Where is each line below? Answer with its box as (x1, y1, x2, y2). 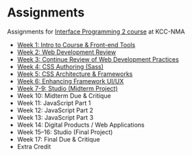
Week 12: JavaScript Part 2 (16, 106, 94, 114)
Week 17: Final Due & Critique (16, 135, 101, 143)
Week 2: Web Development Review (16, 48, 117, 56)
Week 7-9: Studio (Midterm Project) (16, 84, 118, 92)
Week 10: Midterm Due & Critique (16, 91, 111, 100)
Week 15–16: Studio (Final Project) (16, 128, 113, 136)
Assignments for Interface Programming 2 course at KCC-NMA (7, 27, 185, 36)
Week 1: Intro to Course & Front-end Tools (16, 40, 136, 49)
